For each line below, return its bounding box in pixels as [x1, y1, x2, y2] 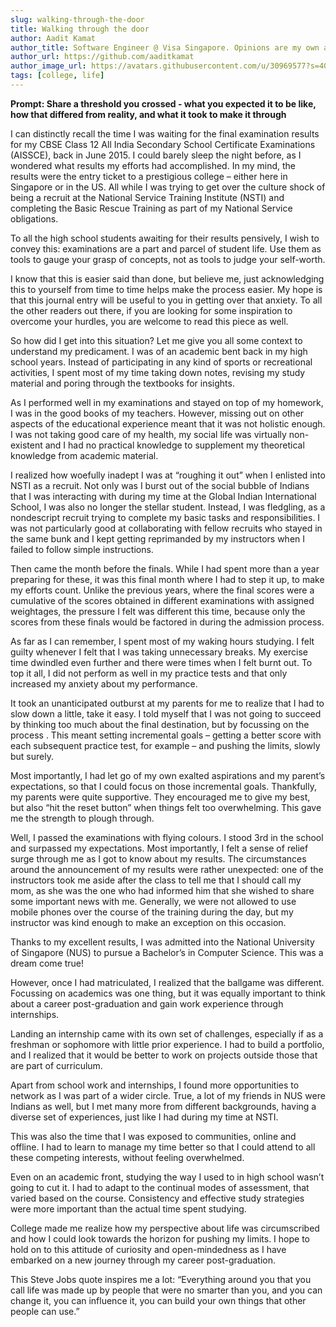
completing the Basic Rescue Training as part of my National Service [10, 202, 293, 214]
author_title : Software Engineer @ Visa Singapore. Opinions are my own [10, 42, 320, 53]
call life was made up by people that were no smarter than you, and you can [10, 1284, 323, 1296]
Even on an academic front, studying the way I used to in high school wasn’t [10, 1171, 325, 1183]
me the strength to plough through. [10, 812, 155, 824]
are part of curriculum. [10, 1059, 103, 1071]
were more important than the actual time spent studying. [10, 1202, 247, 1215]
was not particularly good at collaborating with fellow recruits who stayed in [10, 522, 323, 534]
